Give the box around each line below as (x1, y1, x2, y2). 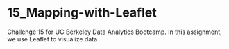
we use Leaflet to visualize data (7, 35, 98, 43)
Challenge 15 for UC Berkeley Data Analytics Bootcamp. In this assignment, (7, 28, 222, 36)
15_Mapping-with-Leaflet (7, 5, 158, 21)
